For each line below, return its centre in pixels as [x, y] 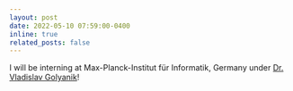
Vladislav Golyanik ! [44, 78]
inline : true [34, 34]
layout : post [34, 17]
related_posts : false [50, 42]
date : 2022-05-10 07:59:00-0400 [70, 26]
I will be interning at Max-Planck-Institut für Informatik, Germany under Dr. [146, 68]
